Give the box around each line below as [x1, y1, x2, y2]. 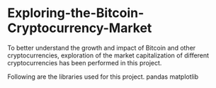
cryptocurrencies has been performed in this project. [7, 58, 162, 67]
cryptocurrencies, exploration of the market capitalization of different [7, 51, 210, 60]
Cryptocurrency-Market [7, 20, 152, 36]
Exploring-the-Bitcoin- [7, 5, 144, 21]
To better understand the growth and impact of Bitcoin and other [7, 43, 196, 52]
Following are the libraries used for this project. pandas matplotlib [7, 72, 199, 81]
